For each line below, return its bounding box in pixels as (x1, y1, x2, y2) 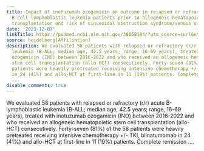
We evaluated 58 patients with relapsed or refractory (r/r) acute (6, 99, 165, 107)
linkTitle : (6, 32, 34, 38)
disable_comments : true (6, 83, 67, 89)
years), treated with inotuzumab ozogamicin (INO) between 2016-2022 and (6, 112, 194, 119)
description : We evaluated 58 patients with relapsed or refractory (6, 43, 183, 49)
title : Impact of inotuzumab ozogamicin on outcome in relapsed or (6, 9, 181, 15)
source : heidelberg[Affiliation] (6, 37, 91, 43)
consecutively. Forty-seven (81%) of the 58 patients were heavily (21, 125, 184, 132)
